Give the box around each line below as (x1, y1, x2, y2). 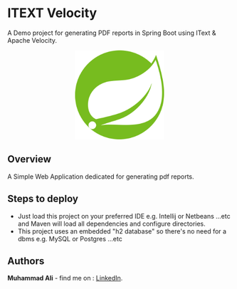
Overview (7, 153, 52, 165)
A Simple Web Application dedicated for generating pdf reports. (7, 172, 194, 181)
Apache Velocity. (7, 36, 58, 44)
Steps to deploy (7, 193, 78, 205)
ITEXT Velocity (7, 5, 98, 21)
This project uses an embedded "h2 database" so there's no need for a (17, 226, 226, 236)
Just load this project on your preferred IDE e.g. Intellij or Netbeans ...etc (17, 211, 231, 220)
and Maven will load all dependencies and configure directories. (17, 219, 206, 228)
